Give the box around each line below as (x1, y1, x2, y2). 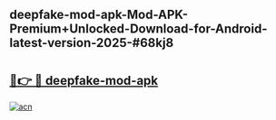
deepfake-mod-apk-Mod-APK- (9, 7, 189, 23)
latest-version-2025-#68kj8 (9, 35, 174, 51)
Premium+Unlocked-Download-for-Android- (9, 22, 268, 37)
